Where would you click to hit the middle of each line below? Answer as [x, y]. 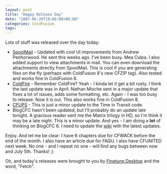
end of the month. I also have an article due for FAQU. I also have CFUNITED [83, 141]
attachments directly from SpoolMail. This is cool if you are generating [84, 68]
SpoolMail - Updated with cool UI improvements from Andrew [76, 52]
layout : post [19, 10]
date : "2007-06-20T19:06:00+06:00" [42, 19]
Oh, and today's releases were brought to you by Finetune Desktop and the [82, 161]
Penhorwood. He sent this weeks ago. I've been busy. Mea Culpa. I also [86, 57]
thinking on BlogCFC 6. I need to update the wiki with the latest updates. [86, 126]
